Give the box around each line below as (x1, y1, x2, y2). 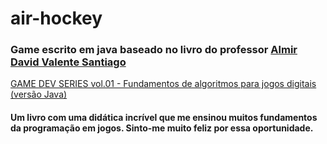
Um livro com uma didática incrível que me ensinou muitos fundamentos (10, 112, 318, 124)
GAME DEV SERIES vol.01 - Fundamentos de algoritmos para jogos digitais (10, 78, 317, 90)
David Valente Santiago (10, 55, 127, 69)
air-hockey (10, 7, 103, 30)
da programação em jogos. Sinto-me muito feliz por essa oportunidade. (10, 122, 314, 134)
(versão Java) (10, 88, 68, 101)
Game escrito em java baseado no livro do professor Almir (10, 43, 298, 57)
